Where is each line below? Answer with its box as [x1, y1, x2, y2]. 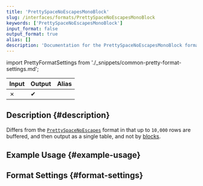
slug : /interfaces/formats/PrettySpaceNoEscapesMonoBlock [6, 14, 155, 20]
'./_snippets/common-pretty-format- [91, 58, 182, 66]
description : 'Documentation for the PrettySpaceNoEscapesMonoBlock [6, 43, 182, 49]
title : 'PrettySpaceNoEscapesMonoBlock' [6, 8, 110, 15]
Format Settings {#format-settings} [6, 170, 144, 181]
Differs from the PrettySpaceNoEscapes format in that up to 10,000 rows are [6, 126, 192, 133]
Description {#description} [6, 110, 110, 120]
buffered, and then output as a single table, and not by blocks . [6, 132, 161, 140]
